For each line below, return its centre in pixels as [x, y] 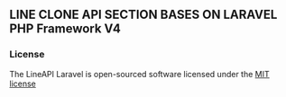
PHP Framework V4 [65, 29]
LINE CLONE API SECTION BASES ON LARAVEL [143, 15]
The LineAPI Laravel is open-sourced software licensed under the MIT [140, 74]
